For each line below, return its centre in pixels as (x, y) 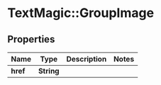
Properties (31, 39)
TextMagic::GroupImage (81, 13)
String (49, 71)
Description (87, 59)
